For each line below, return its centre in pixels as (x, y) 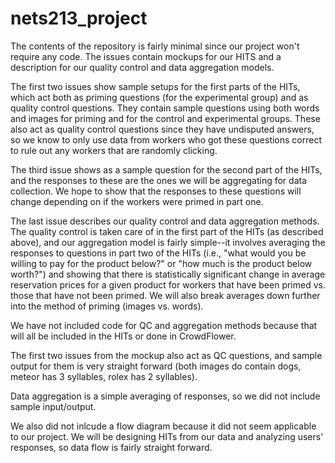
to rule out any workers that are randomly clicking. (114, 150)
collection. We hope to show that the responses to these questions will (156, 191)
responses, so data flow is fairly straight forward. (111, 447)
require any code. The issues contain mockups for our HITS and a (146, 56)
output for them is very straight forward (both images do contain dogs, (156, 366)
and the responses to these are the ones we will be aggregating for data (159, 180)
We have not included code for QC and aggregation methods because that (164, 325)
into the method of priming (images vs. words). (107, 306)
